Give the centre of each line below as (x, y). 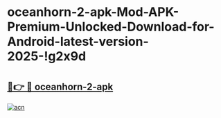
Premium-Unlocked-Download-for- (111, 27)
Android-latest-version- (78, 42)
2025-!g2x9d (47, 57)
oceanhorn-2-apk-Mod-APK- (93, 12)
